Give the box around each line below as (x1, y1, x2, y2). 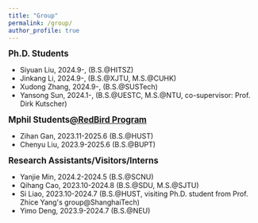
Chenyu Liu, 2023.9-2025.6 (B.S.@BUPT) (19, 140, 156, 150)
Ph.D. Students (8, 49, 69, 60)
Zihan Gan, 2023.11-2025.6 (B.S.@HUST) (19, 131, 154, 141)
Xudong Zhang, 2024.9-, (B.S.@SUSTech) (19, 82, 159, 92)
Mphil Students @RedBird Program (8, 115, 147, 126)
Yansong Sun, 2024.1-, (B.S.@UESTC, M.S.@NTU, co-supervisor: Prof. (19, 91, 251, 100)
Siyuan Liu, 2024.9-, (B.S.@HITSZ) (19, 65, 134, 75)
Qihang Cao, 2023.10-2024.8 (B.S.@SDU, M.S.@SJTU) (19, 181, 200, 190)
